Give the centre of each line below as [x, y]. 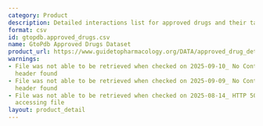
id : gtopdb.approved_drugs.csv [59, 37]
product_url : [29, 52]
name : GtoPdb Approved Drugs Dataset [70, 45]
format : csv [27, 30]
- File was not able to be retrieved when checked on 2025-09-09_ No [124, 81]
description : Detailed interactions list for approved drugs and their [127, 23]
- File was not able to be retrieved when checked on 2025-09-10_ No [124, 67]
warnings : [24, 59]
